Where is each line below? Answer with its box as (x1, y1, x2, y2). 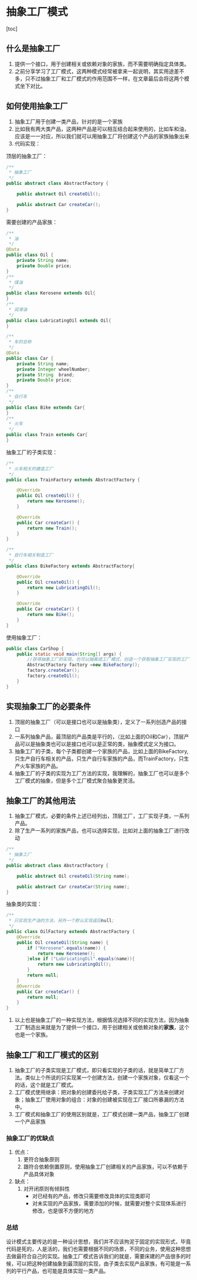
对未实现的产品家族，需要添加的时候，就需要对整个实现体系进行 (32, 1200, 186, 1207)
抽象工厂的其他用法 (6, 796, 76, 806)
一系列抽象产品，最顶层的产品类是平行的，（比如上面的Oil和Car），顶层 (14, 733, 184, 740)
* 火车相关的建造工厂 (8, 466, 54, 471)
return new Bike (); (27, 612, 75, 618)
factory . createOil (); (27, 673, 80, 679)
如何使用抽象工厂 (6, 101, 68, 112)
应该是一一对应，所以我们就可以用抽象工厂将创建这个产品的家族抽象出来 (14, 133, 189, 140)
